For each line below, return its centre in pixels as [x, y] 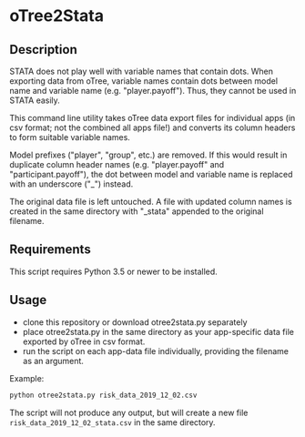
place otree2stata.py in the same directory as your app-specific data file [158, 331]
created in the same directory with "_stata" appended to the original [137, 211]
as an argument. [53, 361]
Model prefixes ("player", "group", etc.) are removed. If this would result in [148, 155]
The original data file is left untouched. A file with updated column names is [151, 202]
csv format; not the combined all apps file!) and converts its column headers [152, 127]
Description [43, 50]
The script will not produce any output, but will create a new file [129, 412]
